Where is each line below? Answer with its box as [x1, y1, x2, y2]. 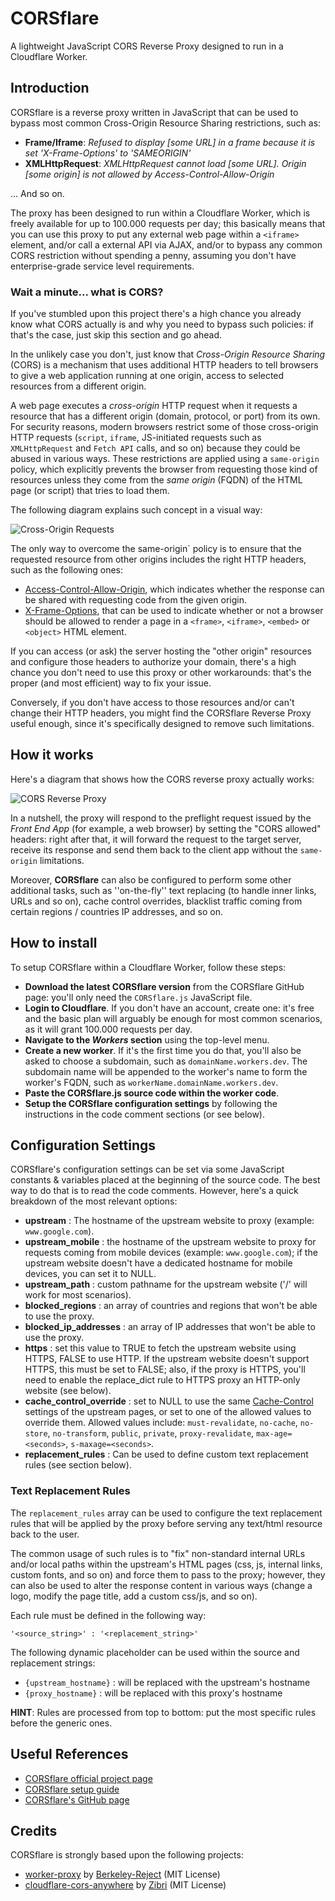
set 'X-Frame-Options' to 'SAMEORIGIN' [24, 147, 192, 159]
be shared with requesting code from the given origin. [24, 594, 247, 606]
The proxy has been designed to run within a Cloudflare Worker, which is [10, 207, 311, 219]
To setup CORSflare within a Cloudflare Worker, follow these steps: [10, 961, 287, 973]
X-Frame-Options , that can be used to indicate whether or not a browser [24, 605, 324, 617]
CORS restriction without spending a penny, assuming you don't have [10, 249, 297, 261]
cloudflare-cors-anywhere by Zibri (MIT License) [24, 1879, 227, 1891]
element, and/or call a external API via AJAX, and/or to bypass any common [10, 238, 323, 251]
